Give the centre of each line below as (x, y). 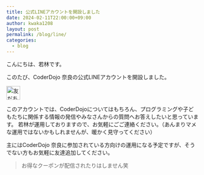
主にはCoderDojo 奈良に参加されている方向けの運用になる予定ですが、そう (101, 145)
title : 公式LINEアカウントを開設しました (53, 12)
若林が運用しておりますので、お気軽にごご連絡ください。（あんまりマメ (107, 124)
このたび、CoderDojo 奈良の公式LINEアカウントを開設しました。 (88, 77)
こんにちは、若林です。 (36, 64)
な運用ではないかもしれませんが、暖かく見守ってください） (81, 132)
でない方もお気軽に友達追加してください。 (60, 152)
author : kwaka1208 (30, 23)
